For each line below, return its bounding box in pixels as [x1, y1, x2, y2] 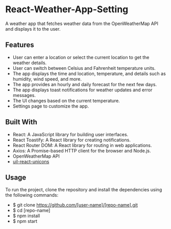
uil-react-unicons [12, 158, 50, 164]
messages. [12, 92, 36, 98]
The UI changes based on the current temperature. [12, 97, 120, 104]
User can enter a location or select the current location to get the [12, 54, 150, 60]
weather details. [12, 60, 47, 66]
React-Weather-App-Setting [5, 4, 129, 15]
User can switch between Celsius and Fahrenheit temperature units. [12, 65, 156, 71]
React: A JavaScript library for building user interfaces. [12, 131, 129, 137]
